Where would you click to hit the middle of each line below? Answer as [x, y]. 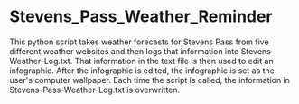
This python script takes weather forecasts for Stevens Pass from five [139, 42]
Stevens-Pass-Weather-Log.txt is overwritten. [95, 90]
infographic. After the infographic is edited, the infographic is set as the [142, 71]
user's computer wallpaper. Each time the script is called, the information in [150, 80]
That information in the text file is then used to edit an [174, 61]
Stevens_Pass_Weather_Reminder [141, 17]
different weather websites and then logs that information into [124, 51]
